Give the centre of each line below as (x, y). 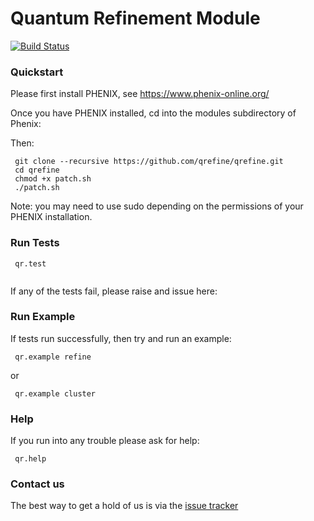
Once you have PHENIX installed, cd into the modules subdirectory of (153, 113)
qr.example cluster (55, 393)
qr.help (30, 459)
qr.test (30, 263)
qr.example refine (53, 357)
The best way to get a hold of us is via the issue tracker (124, 506)
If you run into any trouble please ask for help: (105, 441)
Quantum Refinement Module (135, 18)
